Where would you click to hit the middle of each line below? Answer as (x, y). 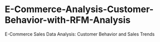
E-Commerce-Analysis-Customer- (79, 9)
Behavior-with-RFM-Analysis (68, 20)
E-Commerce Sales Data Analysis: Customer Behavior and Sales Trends (80, 34)
